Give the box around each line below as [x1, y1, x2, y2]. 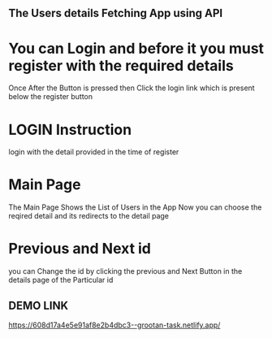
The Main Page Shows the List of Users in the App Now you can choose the [8, 202, 262, 212]
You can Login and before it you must [8, 39, 265, 58]
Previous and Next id [8, 240, 152, 258]
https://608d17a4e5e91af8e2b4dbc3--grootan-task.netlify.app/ [8, 320, 221, 330]
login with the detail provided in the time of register [8, 147, 179, 157]
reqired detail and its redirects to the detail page [8, 211, 169, 221]
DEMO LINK [8, 298, 69, 312]
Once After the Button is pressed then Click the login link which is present [8, 83, 255, 93]
